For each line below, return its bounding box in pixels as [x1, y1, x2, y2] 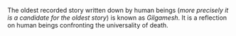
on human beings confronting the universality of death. [7, 21, 168, 29]
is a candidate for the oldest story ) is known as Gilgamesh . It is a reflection [7, 13, 227, 22]
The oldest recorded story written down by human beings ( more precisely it [7, 6, 229, 14]
